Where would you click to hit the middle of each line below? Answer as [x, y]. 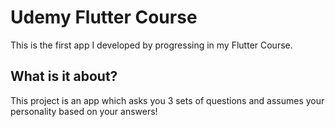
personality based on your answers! [84, 111]
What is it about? [64, 76]
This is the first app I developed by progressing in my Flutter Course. [151, 45]
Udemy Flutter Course [104, 17]
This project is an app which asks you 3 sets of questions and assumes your [167, 100]
